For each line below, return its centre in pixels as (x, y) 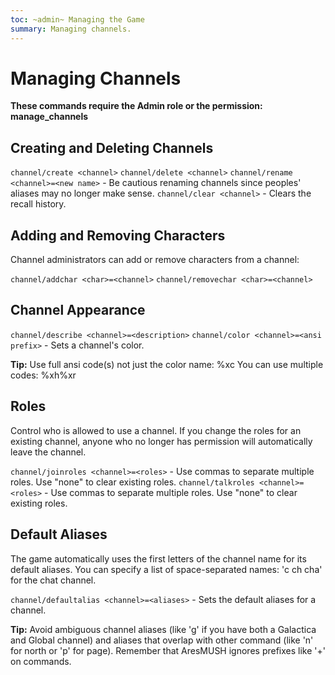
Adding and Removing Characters (118, 235)
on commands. (41, 661)
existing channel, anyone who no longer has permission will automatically (161, 441)
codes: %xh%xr (43, 375)
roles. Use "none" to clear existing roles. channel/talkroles (132, 482)
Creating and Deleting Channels (112, 147)
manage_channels (49, 117)
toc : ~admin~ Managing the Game (77, 19)
